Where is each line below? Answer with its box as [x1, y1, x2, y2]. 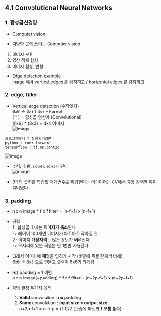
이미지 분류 [12, 51, 33, 57]
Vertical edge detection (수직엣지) [12, 103, 79, 109]
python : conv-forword [5, 140, 51, 145]
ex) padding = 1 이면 [12, 270, 52, 276]
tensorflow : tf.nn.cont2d [5, 145, 60, 149]
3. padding [5, 197, 31, 204]
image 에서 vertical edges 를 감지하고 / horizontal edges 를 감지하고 [12, 79, 145, 85]
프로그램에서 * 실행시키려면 [5, 136, 52, 141]
